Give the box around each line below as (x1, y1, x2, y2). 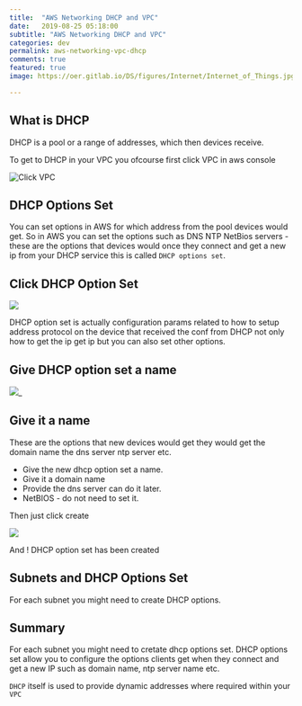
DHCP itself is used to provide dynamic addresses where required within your (9, 681, 290, 692)
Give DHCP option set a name (9, 362, 177, 378)
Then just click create (9, 510, 90, 521)
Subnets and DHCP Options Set (9, 570, 189, 585)
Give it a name (9, 413, 91, 428)
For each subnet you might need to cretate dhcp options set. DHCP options (9, 644, 289, 655)
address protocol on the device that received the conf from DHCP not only (9, 326, 285, 337)
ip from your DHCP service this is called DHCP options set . (9, 250, 226, 261)
